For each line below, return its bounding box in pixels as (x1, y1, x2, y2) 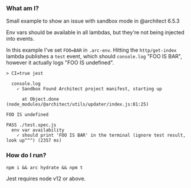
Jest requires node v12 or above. (6, 175, 86, 182)
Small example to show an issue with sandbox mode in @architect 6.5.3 (6, 18, 180, 25)
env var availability (11, 127, 65, 133)
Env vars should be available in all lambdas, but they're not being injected (6, 29, 185, 36)
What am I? (6, 4, 39, 12)
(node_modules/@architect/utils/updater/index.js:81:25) (6, 101, 149, 107)
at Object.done (21, 96, 60, 103)
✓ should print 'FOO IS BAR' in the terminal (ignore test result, (17, 133, 186, 138)
